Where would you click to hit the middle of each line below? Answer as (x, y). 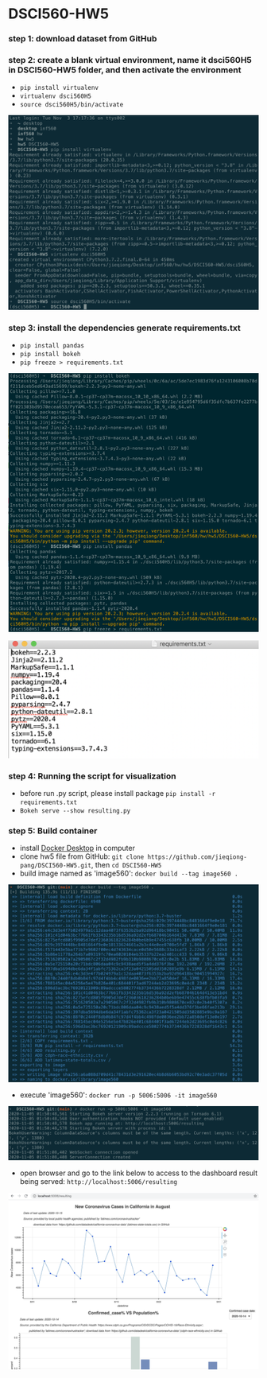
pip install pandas (52, 345)
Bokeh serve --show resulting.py (75, 811)
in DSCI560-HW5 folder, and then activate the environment (125, 70)
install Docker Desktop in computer (77, 848)
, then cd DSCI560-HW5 (126, 865)
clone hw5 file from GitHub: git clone (82, 856)
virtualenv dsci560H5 (55, 96)
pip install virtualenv (59, 88)
